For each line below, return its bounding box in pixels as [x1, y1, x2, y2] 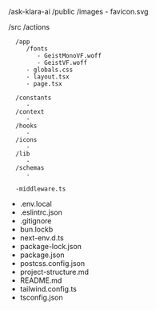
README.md [19, 276, 62, 285]
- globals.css [26, 66, 74, 74]
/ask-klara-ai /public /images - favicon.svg [8, 7, 149, 16]
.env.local [19, 199, 52, 208]
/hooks [15, 122, 38, 130]
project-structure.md [19, 268, 90, 276]
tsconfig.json [19, 292, 63, 302]
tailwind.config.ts [19, 284, 78, 293]
